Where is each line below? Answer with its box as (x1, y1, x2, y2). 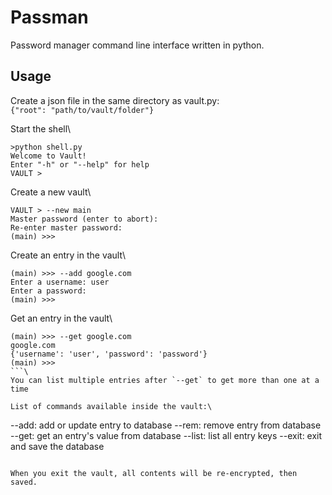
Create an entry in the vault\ (10, 249, 126, 261)
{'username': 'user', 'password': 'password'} (10, 349, 208, 359)
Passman (10, 6, 89, 29)
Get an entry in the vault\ (10, 312, 113, 324)
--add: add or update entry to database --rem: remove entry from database (10, 419, 322, 431)
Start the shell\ (10, 122, 72, 135)
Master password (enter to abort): (10, 214, 159, 224)
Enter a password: (10, 286, 87, 296)
